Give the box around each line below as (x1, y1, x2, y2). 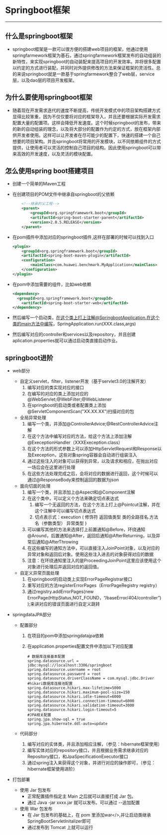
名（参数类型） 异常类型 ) (34, 520, 87, 526)
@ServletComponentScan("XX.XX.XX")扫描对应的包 (27, 409, 134, 415)
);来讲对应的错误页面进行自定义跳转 (27, 601, 100, 607)
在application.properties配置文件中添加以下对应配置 (27, 643, 133, 649)
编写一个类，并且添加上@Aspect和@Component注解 (27, 489, 135, 495)
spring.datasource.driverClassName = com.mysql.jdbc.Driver (27, 676, 155, 681)
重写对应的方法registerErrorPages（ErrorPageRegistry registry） (27, 583, 160, 588)
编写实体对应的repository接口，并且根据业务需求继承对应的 (27, 748, 149, 753)
